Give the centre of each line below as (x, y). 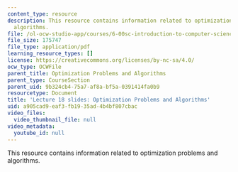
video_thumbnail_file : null (55, 119)
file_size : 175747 (34, 41)
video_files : (27, 113)
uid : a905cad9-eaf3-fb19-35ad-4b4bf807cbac (73, 107)
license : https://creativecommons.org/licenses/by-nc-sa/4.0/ (101, 60)
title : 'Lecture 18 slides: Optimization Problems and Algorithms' (109, 100)
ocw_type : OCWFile (34, 67)
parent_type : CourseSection (49, 80)
